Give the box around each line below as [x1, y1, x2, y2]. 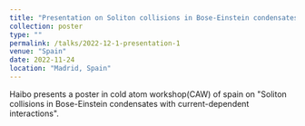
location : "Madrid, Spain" [9, 64, 112, 73]
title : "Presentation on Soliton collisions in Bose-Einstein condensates [9, 13, 299, 23]
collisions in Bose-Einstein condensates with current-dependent [9, 98, 250, 109]
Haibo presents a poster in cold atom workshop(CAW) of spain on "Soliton [9, 88, 288, 100]
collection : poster [9, 22, 84, 31]
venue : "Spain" [9, 47, 67, 56]
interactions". [9, 108, 59, 119]
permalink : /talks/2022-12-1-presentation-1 [9, 38, 181, 48]
